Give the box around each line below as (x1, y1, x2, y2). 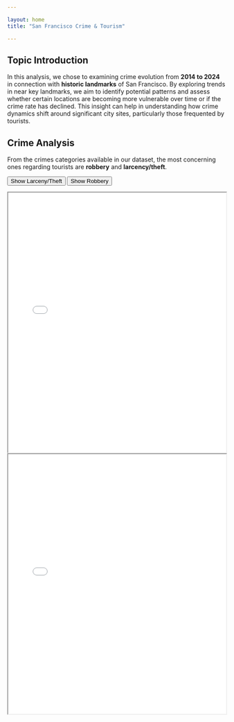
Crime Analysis (7, 137, 75, 149)
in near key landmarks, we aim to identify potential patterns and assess (7, 87, 210, 96)
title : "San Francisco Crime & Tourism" (7, 22, 126, 30)
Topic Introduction (7, 54, 89, 66)
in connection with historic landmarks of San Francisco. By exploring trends (7, 80, 226, 89)
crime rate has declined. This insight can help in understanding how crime (7, 102, 219, 111)
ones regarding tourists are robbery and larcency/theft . (7, 163, 168, 171)
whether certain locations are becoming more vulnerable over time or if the (7, 95, 222, 103)
